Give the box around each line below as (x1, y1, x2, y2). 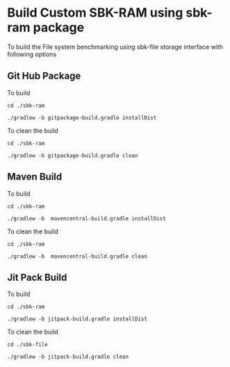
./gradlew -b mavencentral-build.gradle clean (7, 252, 148, 260)
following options (7, 50, 57, 58)
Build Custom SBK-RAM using (7, 5, 183, 21)
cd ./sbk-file (7, 341, 49, 348)
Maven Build (7, 171, 63, 183)
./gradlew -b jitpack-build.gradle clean (7, 353, 129, 361)
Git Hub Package (7, 70, 81, 82)
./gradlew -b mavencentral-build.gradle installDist (7, 215, 167, 222)
